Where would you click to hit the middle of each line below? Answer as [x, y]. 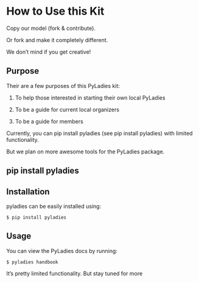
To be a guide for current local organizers [67, 109]
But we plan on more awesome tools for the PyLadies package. [86, 152]
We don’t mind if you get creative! [49, 52]
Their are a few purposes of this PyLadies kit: [63, 86]
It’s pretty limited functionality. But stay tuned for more [75, 273]
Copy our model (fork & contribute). [51, 28]
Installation [28, 192]
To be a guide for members [49, 121]
